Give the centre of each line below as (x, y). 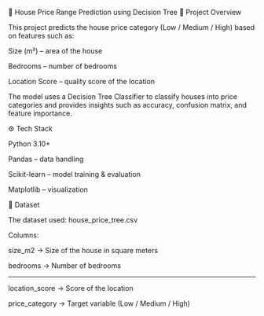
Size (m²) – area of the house (55, 51)
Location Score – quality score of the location (82, 81)
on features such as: (41, 36)
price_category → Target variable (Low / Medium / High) (99, 303)
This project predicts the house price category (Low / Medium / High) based (132, 27)
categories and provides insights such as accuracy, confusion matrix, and (128, 105)
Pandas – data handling (46, 159)
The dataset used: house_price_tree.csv (73, 220)
